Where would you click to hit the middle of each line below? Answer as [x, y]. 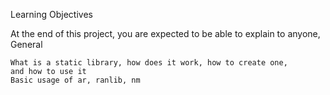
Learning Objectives [51, 14]
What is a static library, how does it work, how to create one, [149, 63]
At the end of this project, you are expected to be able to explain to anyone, [165, 33]
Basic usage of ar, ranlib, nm [75, 80]
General [26, 44]
